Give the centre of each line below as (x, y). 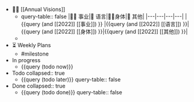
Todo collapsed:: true (38, 73)
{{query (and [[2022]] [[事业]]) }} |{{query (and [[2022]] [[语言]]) (101, 24)
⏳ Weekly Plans (31, 45)
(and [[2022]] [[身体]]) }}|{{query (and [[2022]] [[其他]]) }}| (114, 31)
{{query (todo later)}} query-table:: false (71, 79)
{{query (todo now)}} (47, 67)
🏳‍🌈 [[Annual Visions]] (39, 9)
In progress (26, 60)
